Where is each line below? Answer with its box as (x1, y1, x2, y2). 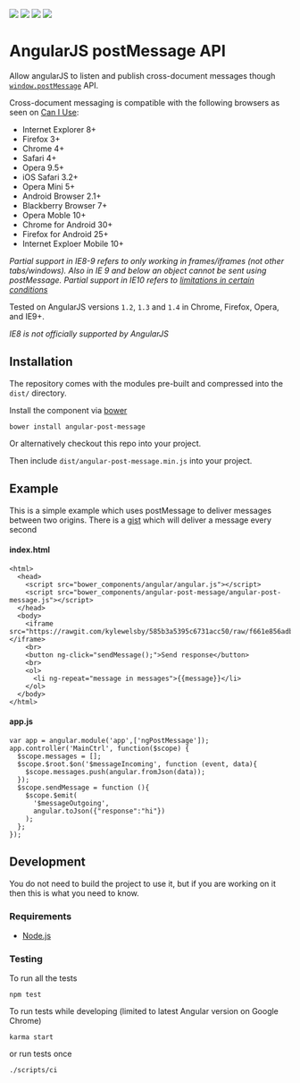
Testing (9, 953, 43, 965)
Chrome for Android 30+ (21, 219, 113, 230)
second (9, 524, 37, 534)
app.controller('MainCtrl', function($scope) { (9, 744, 190, 753)
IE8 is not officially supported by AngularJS (9, 328, 170, 339)
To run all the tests (9, 973, 78, 984)
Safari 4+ (21, 152, 57, 163)
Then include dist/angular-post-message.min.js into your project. (9, 455, 253, 465)
